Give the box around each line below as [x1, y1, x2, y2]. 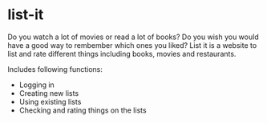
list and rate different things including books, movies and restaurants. [7, 49, 237, 58]
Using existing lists [18, 97, 82, 106]
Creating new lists [18, 88, 79, 97]
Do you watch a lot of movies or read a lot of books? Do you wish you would [7, 32, 259, 42]
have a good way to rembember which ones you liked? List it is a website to [7, 40, 257, 50]
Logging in [18, 80, 55, 89]
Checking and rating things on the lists [18, 105, 147, 115]
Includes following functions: [7, 64, 103, 73]
